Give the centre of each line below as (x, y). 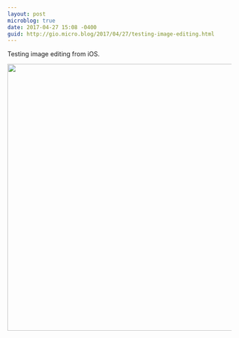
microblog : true (31, 21)
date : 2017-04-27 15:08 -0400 (52, 27)
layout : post (27, 14)
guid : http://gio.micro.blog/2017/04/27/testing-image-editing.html (111, 34)
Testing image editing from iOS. (54, 54)
